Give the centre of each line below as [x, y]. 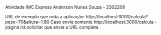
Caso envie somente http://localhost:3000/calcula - [103, 22]
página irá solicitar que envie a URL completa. [52, 27]
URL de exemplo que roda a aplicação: [45, 17]
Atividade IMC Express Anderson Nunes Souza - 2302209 [65, 7]
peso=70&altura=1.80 [27, 22]
